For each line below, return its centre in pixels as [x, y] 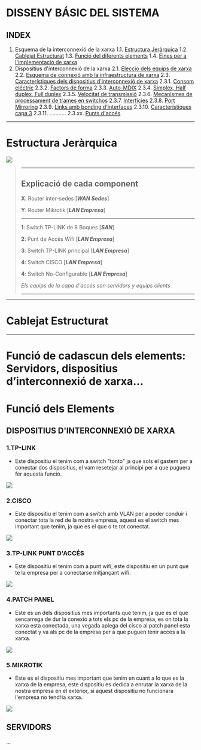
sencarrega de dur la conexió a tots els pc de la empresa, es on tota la [101, 619]
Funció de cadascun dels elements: [96, 356]
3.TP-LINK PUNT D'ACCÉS [45, 553]
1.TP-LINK [21, 448]
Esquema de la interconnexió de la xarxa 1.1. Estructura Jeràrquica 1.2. [101, 49]
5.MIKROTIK [25, 665]
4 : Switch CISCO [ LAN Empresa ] [62, 262]
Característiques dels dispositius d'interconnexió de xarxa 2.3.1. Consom [104, 81]
